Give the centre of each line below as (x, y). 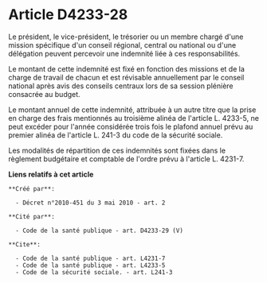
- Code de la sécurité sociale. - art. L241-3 (94, 272)
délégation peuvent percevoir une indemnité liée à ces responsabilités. (124, 53)
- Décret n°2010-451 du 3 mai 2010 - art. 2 (90, 203)
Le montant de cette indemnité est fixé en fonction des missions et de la (126, 68)
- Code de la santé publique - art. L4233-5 (90, 265)
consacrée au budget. (45, 94)
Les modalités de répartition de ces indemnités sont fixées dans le (117, 150)
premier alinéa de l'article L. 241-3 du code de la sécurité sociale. (116, 135)
